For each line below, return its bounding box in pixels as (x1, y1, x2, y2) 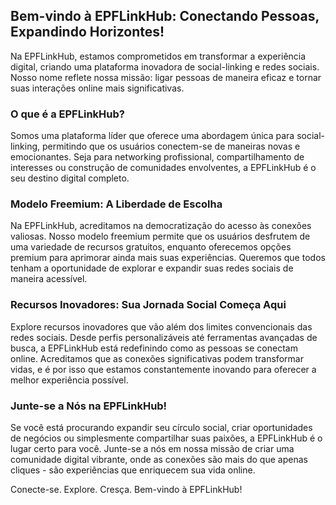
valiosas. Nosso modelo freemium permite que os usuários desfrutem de (10, 230, 311, 243)
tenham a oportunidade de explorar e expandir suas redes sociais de (10, 262, 294, 274)
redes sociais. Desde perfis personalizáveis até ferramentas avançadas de (10, 331, 318, 343)
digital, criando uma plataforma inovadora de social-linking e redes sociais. (10, 60, 320, 73)
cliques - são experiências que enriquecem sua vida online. (10, 464, 256, 476)
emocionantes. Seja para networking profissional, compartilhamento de (10, 151, 305, 163)
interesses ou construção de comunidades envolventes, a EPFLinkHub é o (10, 162, 317, 174)
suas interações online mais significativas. (10, 82, 185, 94)
